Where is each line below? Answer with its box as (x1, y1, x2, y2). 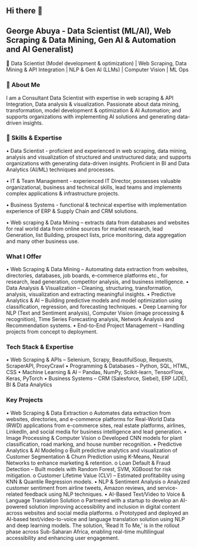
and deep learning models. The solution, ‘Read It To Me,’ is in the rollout (6, 522, 180, 529)
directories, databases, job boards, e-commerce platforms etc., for (6, 272, 168, 279)
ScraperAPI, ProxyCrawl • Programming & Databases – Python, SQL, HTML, (6, 362, 190, 369)
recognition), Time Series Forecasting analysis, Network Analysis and (6, 316, 175, 323)
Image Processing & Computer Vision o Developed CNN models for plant (6, 434, 182, 441)
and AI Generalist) (6, 44, 74, 54)
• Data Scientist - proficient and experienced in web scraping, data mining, (6, 147, 188, 154)
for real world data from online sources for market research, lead (6, 225, 163, 232)
